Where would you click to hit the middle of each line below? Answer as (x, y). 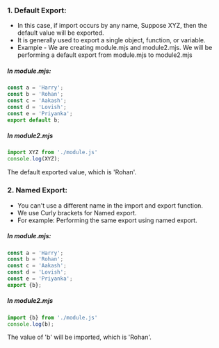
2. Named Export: (38, 190)
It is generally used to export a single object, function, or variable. (111, 40)
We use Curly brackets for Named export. (77, 213)
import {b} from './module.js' (52, 317)
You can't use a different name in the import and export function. (110, 205)
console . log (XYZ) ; (34, 159)
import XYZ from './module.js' (52, 152)
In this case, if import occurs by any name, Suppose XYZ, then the (112, 26)
